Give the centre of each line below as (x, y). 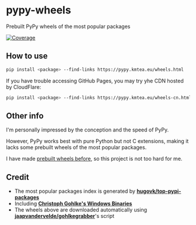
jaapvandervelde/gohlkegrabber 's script (64, 216)
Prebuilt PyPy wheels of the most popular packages (68, 26)
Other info (25, 115)
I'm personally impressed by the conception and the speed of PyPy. (87, 130)
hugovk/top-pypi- (159, 191)
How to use (27, 56)
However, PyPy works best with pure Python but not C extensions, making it (97, 141)
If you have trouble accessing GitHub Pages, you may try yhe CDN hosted (95, 81)
